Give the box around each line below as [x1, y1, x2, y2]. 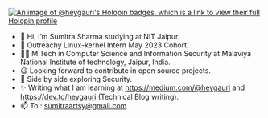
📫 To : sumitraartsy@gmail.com [19, 101, 127, 110]
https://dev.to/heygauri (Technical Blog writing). [19, 92, 179, 101]
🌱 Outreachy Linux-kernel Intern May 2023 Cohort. [19, 40, 189, 50]
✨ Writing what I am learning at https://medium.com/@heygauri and [19, 83, 245, 92]
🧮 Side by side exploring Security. [19, 75, 133, 83]
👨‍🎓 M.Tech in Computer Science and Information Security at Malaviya [19, 49, 252, 58]
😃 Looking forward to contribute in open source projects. [19, 66, 212, 75]
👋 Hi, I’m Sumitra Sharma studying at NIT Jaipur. [19, 32, 180, 41]
